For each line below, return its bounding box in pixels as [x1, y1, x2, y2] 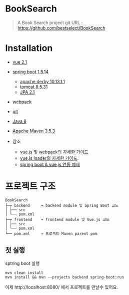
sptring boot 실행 [5, 260, 40, 266]
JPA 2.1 [19, 89, 35, 95]
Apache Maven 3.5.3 [12, 128, 55, 134]
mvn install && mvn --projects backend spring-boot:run [5, 274, 124, 279]
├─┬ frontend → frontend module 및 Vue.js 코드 [5, 217, 110, 222]
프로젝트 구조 [5, 181, 56, 192]
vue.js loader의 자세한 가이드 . [19, 155, 79, 161]
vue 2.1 [12, 59, 27, 65]
